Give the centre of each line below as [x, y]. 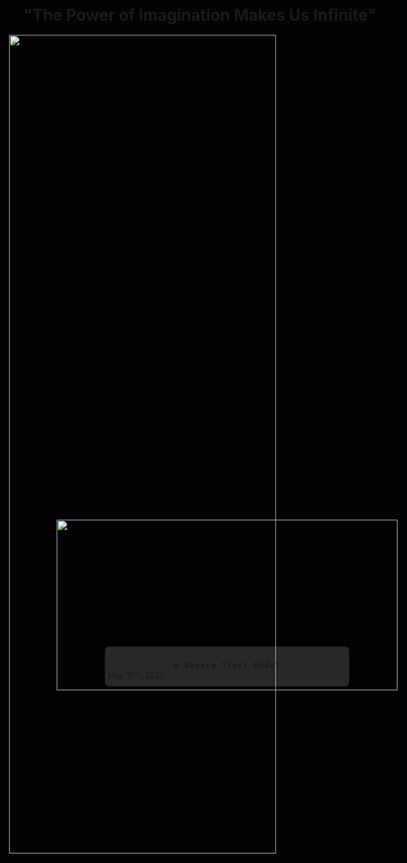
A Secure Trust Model [227, 665]
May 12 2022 [136, 675]
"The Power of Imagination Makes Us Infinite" [200, 15]
